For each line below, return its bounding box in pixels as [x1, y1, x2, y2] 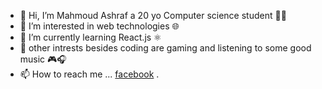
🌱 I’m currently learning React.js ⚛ [19, 31, 162, 43]
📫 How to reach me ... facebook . [19, 68, 160, 80]
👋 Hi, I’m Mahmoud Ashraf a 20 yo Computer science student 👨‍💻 [19, 10, 287, 21]
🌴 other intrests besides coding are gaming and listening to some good [19, 42, 312, 54]
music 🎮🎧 [19, 53, 67, 65]
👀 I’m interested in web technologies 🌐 [19, 20, 180, 32]
